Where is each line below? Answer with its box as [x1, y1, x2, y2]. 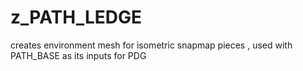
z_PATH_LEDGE [10, 6, 143, 29]
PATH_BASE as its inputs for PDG [10, 49, 147, 61]
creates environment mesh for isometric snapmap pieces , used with [10, 39, 293, 51]
